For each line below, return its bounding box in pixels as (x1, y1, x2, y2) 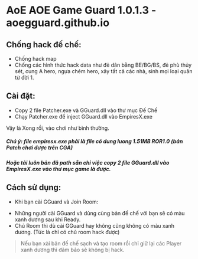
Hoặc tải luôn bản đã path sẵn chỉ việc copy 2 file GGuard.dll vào (6, 159, 170, 166)
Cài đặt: (6, 91, 35, 101)
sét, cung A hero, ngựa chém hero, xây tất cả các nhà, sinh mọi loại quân (14, 68, 193, 74)
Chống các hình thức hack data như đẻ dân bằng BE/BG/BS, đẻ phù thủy (14, 61, 192, 68)
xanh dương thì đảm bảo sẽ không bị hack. (20, 246, 125, 253)
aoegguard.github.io (6, 16, 110, 29)
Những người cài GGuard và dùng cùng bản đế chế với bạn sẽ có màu (14, 209, 185, 217)
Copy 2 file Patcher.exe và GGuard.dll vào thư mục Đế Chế (14, 107, 158, 114)
